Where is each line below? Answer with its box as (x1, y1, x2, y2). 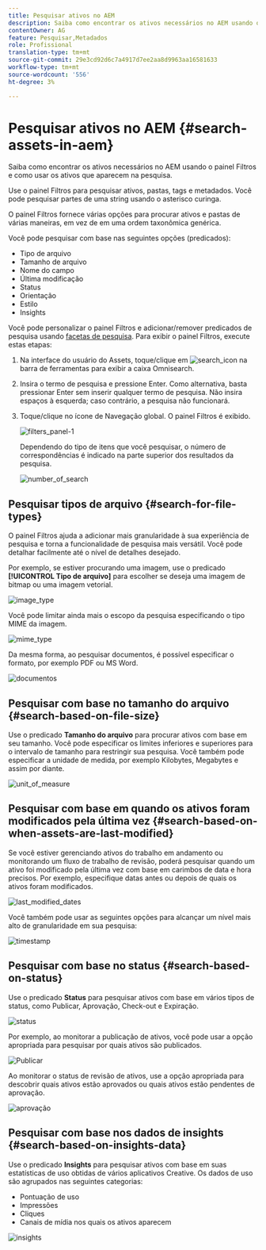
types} (8, 509, 43, 523)
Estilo (19, 299, 38, 309)
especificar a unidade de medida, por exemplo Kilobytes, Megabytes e (8, 755, 239, 765)
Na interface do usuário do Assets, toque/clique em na (19, 355, 248, 365)
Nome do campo (19, 266, 75, 275)
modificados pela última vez (8, 815, 150, 828)
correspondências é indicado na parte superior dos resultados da (19, 451, 234, 460)
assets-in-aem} (8, 136, 114, 154)
